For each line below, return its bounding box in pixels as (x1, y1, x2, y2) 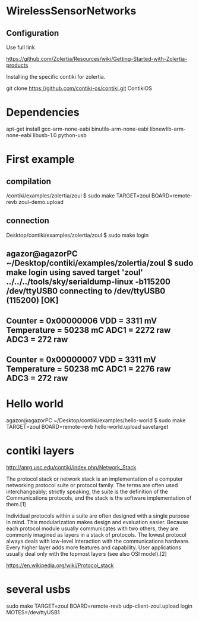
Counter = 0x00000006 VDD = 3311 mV (6, 315, 157, 326)
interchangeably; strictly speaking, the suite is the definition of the (6, 488, 168, 495)
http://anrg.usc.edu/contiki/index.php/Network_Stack (6, 463, 137, 471)
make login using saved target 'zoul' (6, 267, 144, 278)
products (6, 61, 29, 69)
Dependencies (6, 106, 80, 119)
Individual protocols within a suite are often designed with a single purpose (6, 512, 190, 519)
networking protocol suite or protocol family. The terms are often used (6, 481, 178, 488)
